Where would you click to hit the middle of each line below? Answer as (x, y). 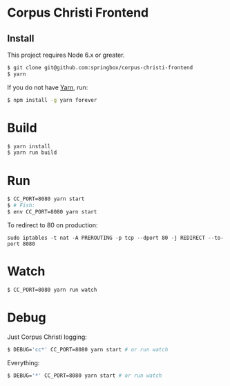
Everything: (23, 362)
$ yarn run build (32, 153)
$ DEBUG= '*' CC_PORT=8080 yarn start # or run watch (85, 376)
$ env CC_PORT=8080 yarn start (52, 212)
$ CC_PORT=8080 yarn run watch (52, 290)
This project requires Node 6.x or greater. (66, 55)
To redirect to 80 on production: (52, 225)
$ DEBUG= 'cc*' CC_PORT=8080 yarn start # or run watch (88, 349)
